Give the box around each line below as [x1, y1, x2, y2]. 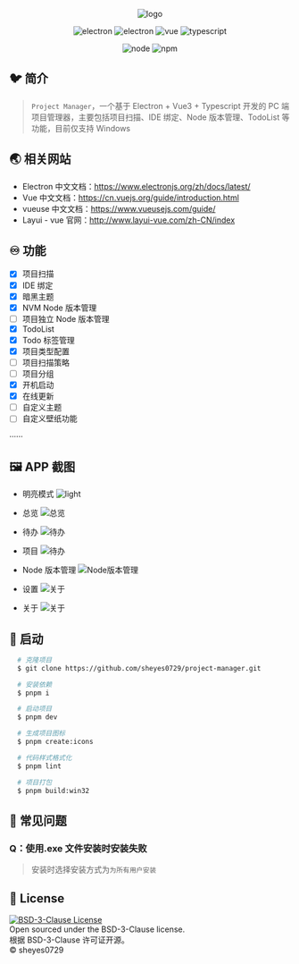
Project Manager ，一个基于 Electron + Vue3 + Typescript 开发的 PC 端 [30, 100, 290, 111]
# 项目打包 [17, 778, 53, 787]
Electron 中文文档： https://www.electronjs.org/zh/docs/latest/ [21, 181, 252, 191]
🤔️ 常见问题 [9, 813, 67, 828]
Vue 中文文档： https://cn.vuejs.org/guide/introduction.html [21, 192, 239, 203]
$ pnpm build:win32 [17, 786, 90, 795]
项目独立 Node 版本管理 [21, 313, 110, 324]
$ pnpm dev [17, 713, 58, 722]
